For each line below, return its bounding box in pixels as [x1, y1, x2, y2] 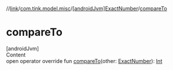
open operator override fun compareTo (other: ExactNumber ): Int [6, 57, 162, 64]
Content [6, 51, 26, 58]
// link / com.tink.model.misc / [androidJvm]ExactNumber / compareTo [6, 5, 167, 12]
